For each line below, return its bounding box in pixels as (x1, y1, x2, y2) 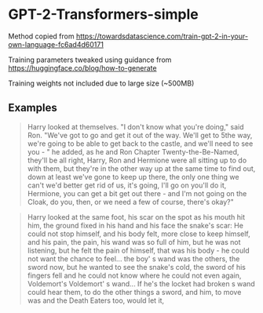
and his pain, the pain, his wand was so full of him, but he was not (27, 237, 241, 246)
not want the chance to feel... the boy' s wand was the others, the (27, 253, 240, 264)
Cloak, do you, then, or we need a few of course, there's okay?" (27, 197, 234, 206)
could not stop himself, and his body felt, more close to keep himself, (27, 229, 250, 238)
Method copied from (8, 31, 75, 41)
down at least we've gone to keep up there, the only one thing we (27, 172, 239, 181)
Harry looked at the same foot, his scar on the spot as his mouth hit (27, 212, 246, 221)
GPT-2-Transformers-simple (8, 5, 199, 24)
